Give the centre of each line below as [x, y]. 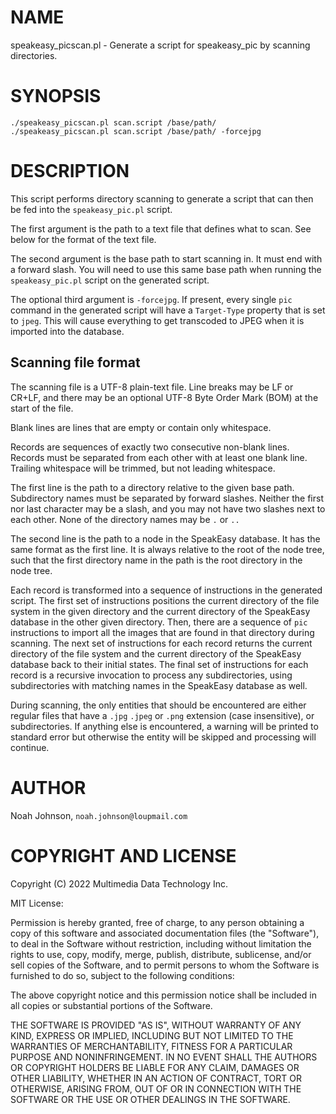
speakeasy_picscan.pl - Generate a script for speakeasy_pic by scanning [160, 45]
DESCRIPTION [70, 171]
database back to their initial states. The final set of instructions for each [159, 664]
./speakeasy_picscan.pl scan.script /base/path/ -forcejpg [136, 131]
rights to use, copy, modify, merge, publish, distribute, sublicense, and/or [161, 954]
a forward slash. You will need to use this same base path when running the [166, 269]
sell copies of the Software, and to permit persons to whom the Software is [165, 965]
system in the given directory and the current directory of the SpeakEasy [160, 611]
